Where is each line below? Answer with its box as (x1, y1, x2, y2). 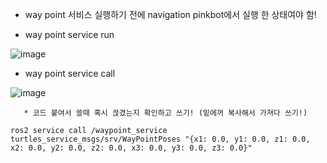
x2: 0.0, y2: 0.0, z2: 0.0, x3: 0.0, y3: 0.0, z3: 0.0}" (10, 143, 253, 153)
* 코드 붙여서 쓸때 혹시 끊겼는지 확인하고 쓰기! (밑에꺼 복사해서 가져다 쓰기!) (23, 108, 308, 118)
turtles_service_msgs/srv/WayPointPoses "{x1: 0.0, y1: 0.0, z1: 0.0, (10, 134, 311, 144)
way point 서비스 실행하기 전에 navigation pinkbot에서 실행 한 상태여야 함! (24, 9, 317, 20)
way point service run (24, 29, 115, 40)
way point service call (24, 68, 116, 79)
